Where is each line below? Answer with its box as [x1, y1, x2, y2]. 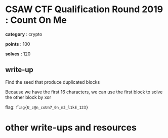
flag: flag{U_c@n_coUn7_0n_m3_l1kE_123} [5, 104, 89, 110]
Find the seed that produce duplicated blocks [5, 79, 100, 85]
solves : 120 [5, 51, 31, 57]
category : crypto [5, 31, 43, 37]
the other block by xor [5, 94, 52, 100]
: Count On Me [5, 14, 67, 26]
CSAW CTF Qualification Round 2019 [5, 4, 163, 15]
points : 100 [5, 41, 30, 47]
